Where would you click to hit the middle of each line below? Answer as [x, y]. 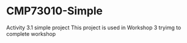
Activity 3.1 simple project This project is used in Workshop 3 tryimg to [94, 27]
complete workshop [31, 33]
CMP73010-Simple [55, 11]
